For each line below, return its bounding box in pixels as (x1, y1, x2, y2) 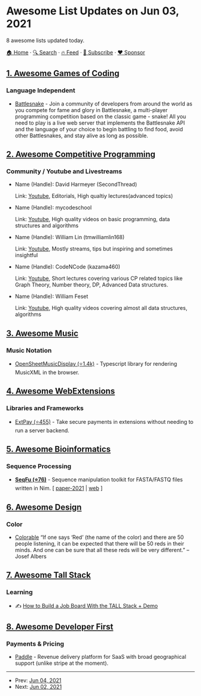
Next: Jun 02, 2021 (14, 683, 62, 691)
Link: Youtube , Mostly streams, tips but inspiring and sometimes (14, 245, 173, 252)
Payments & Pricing (6, 640, 65, 648)
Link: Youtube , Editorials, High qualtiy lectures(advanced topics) (14, 192, 173, 200)
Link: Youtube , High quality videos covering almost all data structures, (14, 305, 187, 312)
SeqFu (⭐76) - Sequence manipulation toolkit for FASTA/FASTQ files (14, 476, 183, 483)
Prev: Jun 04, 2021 (14, 677, 62, 684)
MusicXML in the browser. (14, 369, 80, 376)
